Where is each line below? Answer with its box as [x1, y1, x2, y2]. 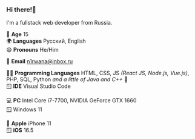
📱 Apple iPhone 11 [6, 120, 51, 127]
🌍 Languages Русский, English [6, 37, 86, 45]
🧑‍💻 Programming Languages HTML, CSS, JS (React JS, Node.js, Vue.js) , [6, 69, 190, 77]
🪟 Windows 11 [6, 106, 42, 113]
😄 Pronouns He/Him [6, 46, 59, 54]
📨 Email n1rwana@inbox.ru [6, 58, 73, 65]
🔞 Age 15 [6, 31, 29, 38]
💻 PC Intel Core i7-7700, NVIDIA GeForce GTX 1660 [6, 97, 137, 104]
